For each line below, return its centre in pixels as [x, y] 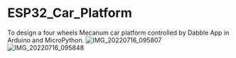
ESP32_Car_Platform [70, 13]
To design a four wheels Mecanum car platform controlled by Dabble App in [118, 33]
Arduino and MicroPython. [46, 40]
